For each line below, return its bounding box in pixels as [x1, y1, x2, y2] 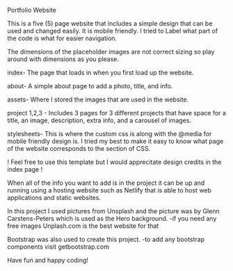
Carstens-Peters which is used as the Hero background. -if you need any [7, 215, 217, 222]
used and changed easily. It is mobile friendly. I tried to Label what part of [7, 27, 218, 35]
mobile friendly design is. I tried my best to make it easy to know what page [7, 137, 224, 145]
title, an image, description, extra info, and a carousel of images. [7, 116, 191, 124]
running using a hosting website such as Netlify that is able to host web [7, 186, 212, 194]
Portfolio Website [7, 6, 57, 14]
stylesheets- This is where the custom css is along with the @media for [7, 130, 212, 138]
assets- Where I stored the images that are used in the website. [7, 95, 189, 104]
